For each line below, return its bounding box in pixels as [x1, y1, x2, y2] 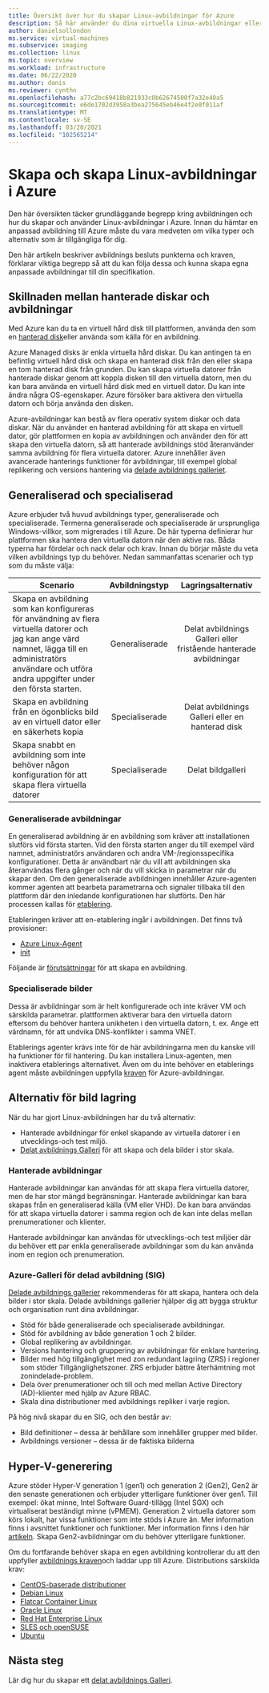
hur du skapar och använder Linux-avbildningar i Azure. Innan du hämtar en [8, 217, 259, 227]
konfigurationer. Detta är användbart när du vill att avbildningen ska [8, 857, 231, 867]
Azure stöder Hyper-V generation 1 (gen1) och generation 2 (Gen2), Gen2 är [8, 1481, 259, 1490]
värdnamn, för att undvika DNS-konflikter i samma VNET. [8, 1026, 196, 1037]
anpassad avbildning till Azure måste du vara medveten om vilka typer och [8, 226, 255, 235]
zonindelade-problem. [19, 1371, 94, 1381]
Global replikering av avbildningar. [19, 1338, 133, 1347]
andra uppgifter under [12, 673, 95, 684]
